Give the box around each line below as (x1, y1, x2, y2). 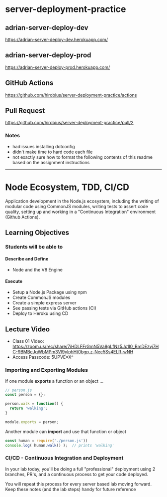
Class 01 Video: (12, 338, 44, 344)
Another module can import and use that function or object (5, 428, 127, 435)
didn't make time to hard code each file (12, 149, 93, 155)
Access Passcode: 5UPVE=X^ (12, 354, 74, 360)
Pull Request (5, 106, 45, 115)
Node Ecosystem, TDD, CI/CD (5, 181, 130, 193)
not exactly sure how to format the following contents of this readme (12, 154, 153, 160)
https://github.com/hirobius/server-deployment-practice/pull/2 (5, 120, 134, 126)
